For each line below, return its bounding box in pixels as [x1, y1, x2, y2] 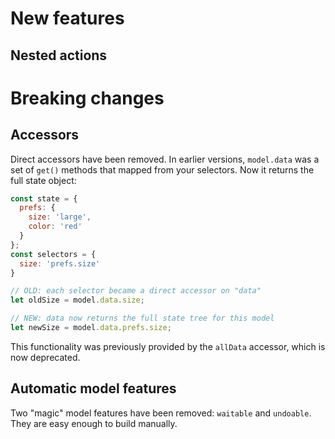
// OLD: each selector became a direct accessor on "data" [10, 286, 262, 296]
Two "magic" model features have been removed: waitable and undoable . [10, 407, 312, 419]
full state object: [10, 174, 77, 186]
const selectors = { [10, 249, 97, 259]
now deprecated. [10, 351, 81, 363]
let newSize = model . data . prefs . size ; [10, 323, 172, 333]
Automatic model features [10, 380, 177, 397]
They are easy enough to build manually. [10, 417, 178, 429]
